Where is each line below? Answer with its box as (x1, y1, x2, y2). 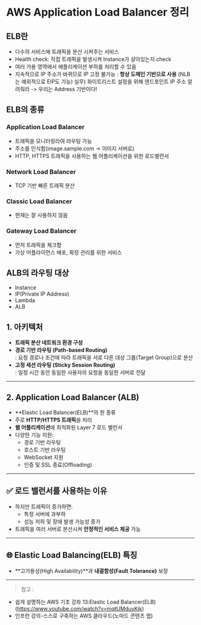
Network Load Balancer (6, 167, 77, 176)
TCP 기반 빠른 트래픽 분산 (14, 182, 75, 189)
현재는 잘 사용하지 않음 (14, 212, 68, 219)
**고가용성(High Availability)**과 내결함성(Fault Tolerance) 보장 (14, 567, 169, 574)
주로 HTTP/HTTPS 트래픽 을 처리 (14, 416, 93, 423)
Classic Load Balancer (6, 197, 72, 205)
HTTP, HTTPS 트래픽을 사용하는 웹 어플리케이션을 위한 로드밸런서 (14, 152, 169, 159)
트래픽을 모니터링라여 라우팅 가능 (14, 137, 92, 144)
